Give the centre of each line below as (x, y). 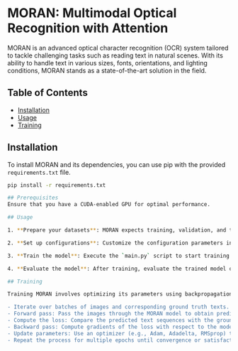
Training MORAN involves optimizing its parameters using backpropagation (120, 294)
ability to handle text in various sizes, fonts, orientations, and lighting (107, 63)
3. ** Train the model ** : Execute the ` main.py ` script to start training (119, 256)
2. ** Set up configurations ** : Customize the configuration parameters (115, 243)
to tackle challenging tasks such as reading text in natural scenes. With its (115, 55)
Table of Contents (48, 93)
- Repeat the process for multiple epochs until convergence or (104, 340)
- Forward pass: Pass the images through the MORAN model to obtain (110, 314)
